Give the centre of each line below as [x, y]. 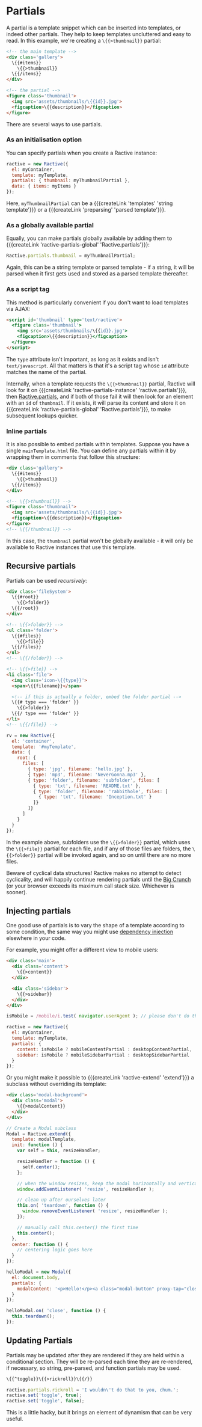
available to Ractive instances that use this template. [71, 547]
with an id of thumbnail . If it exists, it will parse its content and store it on [96, 403]
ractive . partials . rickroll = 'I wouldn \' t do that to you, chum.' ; [93, 1390]
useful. [15, 1419]
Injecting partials [38, 911]
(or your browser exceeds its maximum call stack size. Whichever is [90, 886]
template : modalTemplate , [44, 1140]
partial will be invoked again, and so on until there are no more [114, 855]
